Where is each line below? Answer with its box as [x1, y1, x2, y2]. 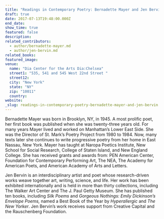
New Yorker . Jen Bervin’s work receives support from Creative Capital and [5, 203, 155, 209]
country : [9, 93, 27, 98]
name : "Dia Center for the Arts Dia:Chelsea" [9, 66, 104, 71]
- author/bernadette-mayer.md [9, 44, 71, 48]
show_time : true [5, 25, 38, 30]
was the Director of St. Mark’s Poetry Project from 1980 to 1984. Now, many [5, 131, 157, 137]
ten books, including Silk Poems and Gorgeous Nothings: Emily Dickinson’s [5, 193, 156, 198]
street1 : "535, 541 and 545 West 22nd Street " [9, 71, 108, 76]
